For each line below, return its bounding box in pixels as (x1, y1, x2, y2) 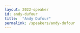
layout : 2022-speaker (4, 7, 49, 12)
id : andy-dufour (4, 12, 38, 16)
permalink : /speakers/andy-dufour (4, 20, 76, 26)
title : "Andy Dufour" (4, 16, 51, 21)
